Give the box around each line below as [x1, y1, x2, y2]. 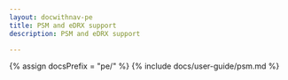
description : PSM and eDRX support [9, 29, 141, 38]
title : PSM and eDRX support [9, 21, 117, 30]
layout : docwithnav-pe [9, 12, 93, 22]
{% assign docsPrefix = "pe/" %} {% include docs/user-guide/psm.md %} [9, 61, 280, 71]
